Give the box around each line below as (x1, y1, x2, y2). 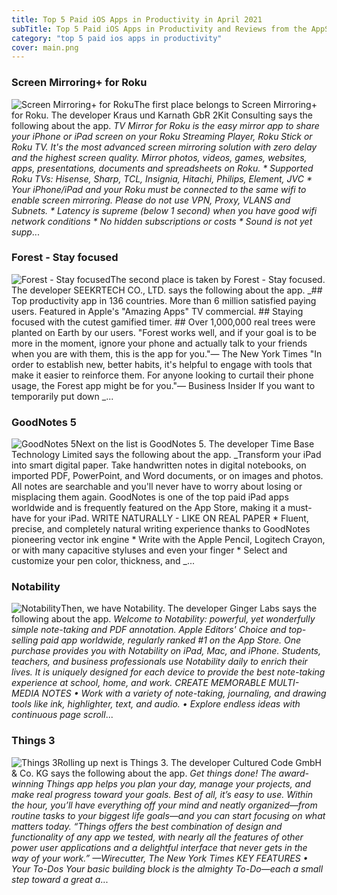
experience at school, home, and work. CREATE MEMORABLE (11, 677, 267, 689)
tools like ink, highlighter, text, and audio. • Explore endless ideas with (11, 698, 301, 710)
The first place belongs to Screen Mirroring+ (133, 98, 318, 110)
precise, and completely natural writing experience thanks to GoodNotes (11, 523, 311, 535)
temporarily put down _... (11, 390, 114, 402)
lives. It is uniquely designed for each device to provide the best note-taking (11, 666, 326, 678)
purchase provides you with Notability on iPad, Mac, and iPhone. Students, (11, 645, 322, 657)
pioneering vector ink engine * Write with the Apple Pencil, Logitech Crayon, (11, 534, 326, 546)
